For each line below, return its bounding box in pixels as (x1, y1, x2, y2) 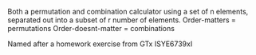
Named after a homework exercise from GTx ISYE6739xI (7, 39, 193, 49)
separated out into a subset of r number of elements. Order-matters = (7, 15, 237, 25)
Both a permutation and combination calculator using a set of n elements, (7, 7, 249, 16)
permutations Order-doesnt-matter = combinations (7, 24, 175, 33)
